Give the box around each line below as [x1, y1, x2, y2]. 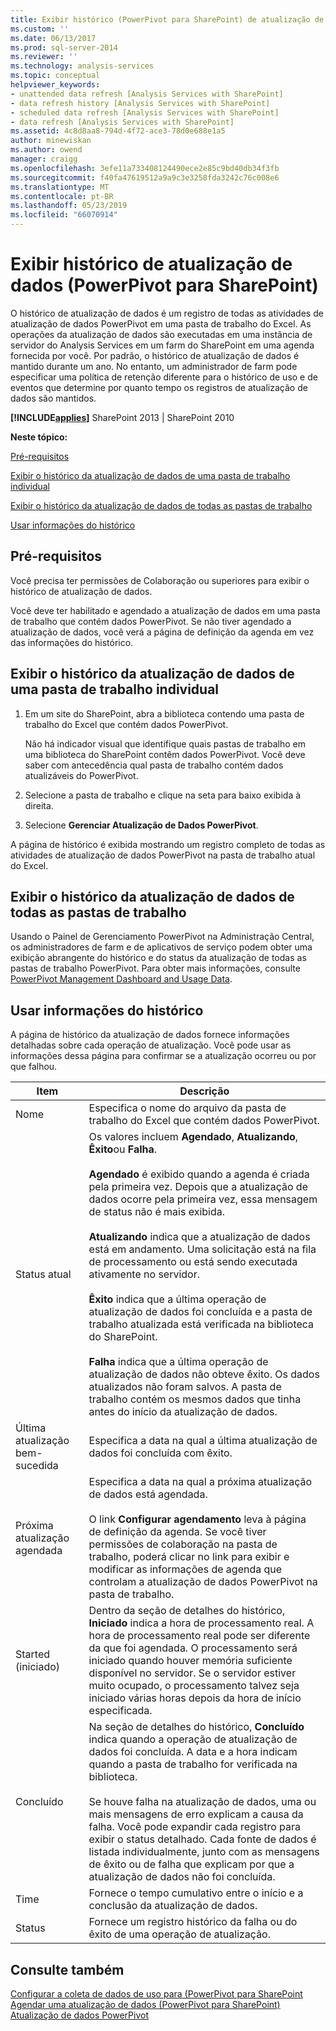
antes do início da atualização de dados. [88, 1405, 278, 1419]
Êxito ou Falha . [88, 1142, 158, 1156]
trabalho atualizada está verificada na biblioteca [88, 1317, 315, 1331]
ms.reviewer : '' [10, 52, 78, 62]
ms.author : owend [10, 145, 83, 155]
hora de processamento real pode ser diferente [88, 1629, 311, 1643]
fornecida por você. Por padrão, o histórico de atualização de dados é [10, 349, 300, 361]
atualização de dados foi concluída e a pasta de [88, 1305, 313, 1319]
